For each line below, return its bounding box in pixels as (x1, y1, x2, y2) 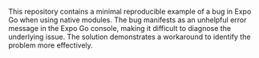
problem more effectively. (8, 41, 94, 50)
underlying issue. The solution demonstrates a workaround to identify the (8, 32, 251, 41)
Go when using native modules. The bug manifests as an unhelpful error (8, 15, 247, 25)
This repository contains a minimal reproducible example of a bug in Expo (8, 7, 252, 16)
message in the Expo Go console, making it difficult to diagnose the (8, 24, 231, 33)
